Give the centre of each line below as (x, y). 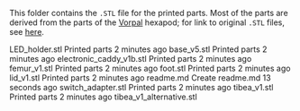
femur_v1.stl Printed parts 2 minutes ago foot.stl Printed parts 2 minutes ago (150, 68)
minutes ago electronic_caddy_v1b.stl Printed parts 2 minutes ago (131, 59)
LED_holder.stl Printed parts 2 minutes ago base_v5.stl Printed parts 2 (138, 49)
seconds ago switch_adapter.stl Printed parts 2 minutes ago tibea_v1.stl (141, 87)
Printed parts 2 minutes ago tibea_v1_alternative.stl (104, 97)
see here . (27, 32)
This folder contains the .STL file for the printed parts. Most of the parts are (149, 13)
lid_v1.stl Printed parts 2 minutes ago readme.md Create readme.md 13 (141, 78)
